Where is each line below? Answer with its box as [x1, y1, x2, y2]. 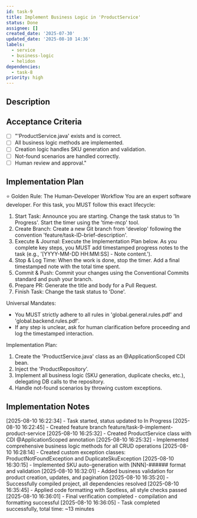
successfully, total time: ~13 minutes [6, 506, 94, 513]
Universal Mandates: [6, 300, 56, 307]
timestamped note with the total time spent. [14, 263, 121, 270]
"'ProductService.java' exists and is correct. [14, 133, 122, 140]
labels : [6, 42, 25, 48]
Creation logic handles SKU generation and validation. [14, 146, 146, 153]
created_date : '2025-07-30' [6, 31, 75, 37]
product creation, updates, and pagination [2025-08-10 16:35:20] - [6, 474, 169, 481]
